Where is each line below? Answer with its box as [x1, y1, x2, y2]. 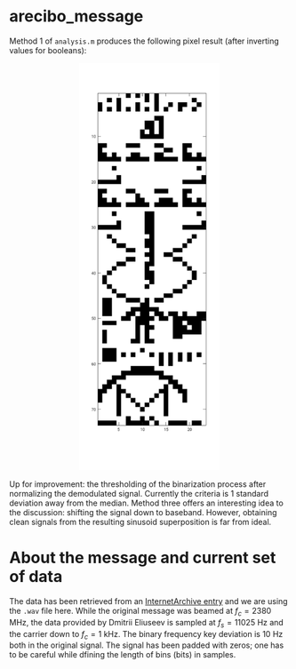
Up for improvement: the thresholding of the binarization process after [9, 479, 267, 490]
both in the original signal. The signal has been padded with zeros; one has [9, 640, 284, 650]
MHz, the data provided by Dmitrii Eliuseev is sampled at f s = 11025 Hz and [9, 617, 284, 630]
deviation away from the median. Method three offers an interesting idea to [9, 498, 284, 508]
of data [9, 567, 63, 587]
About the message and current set [9, 548, 276, 568]
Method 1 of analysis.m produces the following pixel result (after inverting [9, 36, 280, 46]
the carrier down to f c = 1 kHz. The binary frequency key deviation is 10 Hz [9, 628, 284, 641]
